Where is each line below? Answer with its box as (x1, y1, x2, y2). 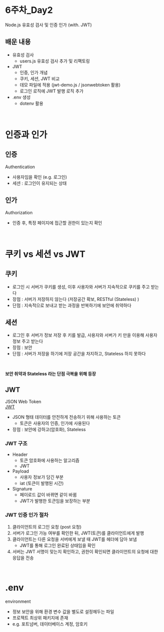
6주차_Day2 (5, 4, 53, 16)
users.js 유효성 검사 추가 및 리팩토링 (19, 58, 90, 64)
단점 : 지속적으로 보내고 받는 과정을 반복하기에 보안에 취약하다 (12, 302, 132, 308)
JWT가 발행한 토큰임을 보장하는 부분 (19, 498, 91, 504)
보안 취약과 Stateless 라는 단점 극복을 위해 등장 (5, 371, 96, 377)
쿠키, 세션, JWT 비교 (19, 75, 60, 82)
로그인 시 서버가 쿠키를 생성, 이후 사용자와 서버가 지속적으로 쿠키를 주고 (12, 284, 150, 290)
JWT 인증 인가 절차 (5, 512, 49, 519)
